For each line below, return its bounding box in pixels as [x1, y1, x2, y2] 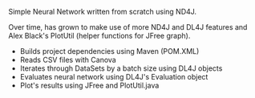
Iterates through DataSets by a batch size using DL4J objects [19, 63, 223, 73]
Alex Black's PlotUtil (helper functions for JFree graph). [8, 31, 191, 40]
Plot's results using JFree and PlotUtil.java [19, 80, 160, 90]
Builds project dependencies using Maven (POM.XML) [19, 47, 200, 55]
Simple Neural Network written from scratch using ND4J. [8, 7, 197, 16]
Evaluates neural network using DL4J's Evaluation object [19, 72, 208, 81]
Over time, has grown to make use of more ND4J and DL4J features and [8, 22, 248, 31]
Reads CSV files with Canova [19, 55, 116, 64]
